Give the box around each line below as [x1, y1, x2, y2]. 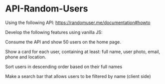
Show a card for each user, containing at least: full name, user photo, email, [5, 48, 161, 54]
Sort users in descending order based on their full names [5, 63, 123, 69]
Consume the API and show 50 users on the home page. [5, 38, 121, 45]
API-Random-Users [5, 3, 88, 14]
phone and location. [5, 53, 46, 60]
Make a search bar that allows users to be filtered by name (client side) [5, 73, 151, 79]
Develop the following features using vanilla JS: [5, 29, 103, 35]
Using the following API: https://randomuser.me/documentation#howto [5, 19, 151, 25]
